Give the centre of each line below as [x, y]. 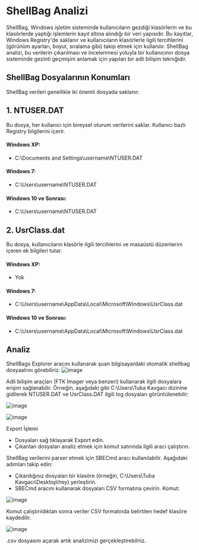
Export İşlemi [22, 429]
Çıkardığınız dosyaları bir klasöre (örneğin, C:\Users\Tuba [85, 476]
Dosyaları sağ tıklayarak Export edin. [59, 440]
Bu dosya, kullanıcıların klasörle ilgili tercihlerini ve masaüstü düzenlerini [94, 244]
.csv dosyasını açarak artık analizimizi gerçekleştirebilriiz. [76, 541]
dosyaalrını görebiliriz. [33, 370]
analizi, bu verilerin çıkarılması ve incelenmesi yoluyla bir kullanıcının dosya [98, 52]
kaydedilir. [19, 518]
